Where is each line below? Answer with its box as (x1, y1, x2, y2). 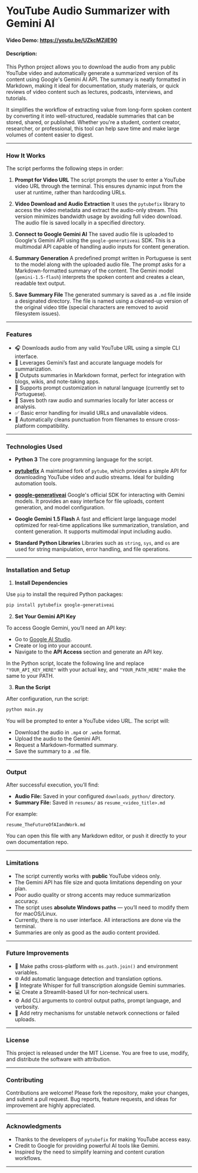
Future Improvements (6, 949, 70, 957)
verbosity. (14, 1003, 39, 1010)
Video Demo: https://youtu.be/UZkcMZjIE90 (6, 37, 118, 44)
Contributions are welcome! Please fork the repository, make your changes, (6, 1089, 190, 1097)
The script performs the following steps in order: (6, 165, 124, 172)
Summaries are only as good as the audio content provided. (14, 929, 160, 936)
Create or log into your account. (14, 642, 93, 649)
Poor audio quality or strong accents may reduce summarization (14, 891, 171, 898)
